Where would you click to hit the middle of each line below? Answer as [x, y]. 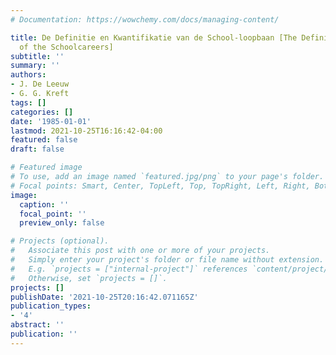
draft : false [37, 149]
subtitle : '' [37, 56]
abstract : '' [37, 325]
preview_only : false [62, 223]
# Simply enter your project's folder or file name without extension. [167, 260]
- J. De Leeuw [40, 84]
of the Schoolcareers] [66, 47]
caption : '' [44, 204]
